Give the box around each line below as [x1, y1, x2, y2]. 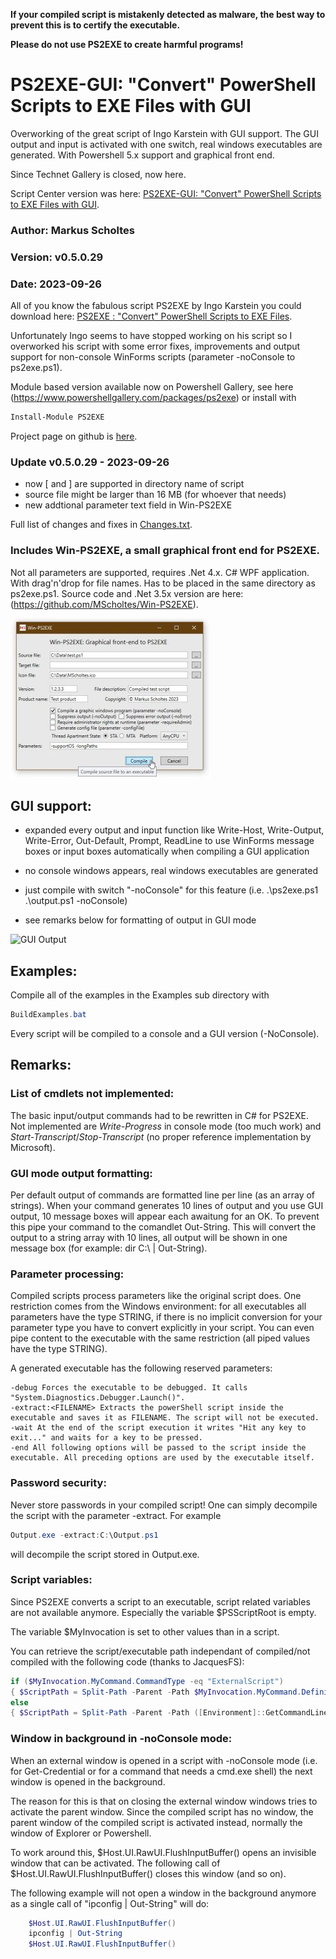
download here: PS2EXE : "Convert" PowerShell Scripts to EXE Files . [10, 310, 293, 323]
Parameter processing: [10, 1267, 125, 1281]
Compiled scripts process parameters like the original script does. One [10, 1290, 302, 1302]
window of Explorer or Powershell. [10, 1827, 152, 1839]
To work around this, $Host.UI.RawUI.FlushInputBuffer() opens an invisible [10, 1846, 317, 1858]
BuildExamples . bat [10, 1010, 87, 1020]
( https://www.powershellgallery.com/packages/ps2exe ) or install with [10, 392, 297, 404]
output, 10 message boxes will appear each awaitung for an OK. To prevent [10, 1210, 320, 1223]
